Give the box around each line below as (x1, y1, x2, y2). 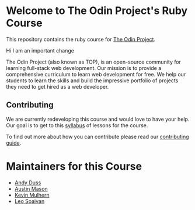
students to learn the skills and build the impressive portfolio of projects (6, 77, 179, 84)
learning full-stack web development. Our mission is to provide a (6, 64, 162, 71)
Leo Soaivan (14, 197, 45, 205)
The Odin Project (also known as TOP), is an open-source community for (6, 58, 181, 65)
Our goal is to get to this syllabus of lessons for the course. (6, 121, 148, 129)
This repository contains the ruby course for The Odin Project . (6, 36, 156, 43)
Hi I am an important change (6, 47, 75, 54)
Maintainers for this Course (6, 159, 142, 173)
